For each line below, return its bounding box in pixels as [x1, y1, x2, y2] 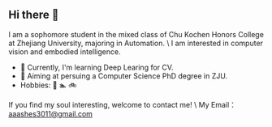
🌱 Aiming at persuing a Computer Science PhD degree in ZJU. [19, 70, 228, 81]
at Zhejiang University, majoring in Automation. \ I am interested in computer [8, 38, 264, 48]
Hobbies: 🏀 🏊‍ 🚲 [19, 80, 77, 90]
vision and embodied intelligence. [8, 46, 121, 57]
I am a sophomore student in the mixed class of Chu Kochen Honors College [8, 29, 264, 39]
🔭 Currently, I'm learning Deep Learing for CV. [19, 62, 174, 72]
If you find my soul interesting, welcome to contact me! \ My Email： [8, 99, 237, 109]
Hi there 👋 [8, 8, 59, 22]
